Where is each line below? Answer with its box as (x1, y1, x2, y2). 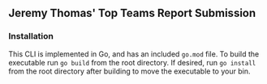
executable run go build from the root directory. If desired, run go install (8, 57, 256, 67)
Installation (8, 31, 54, 42)
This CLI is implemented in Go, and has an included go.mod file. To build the (8, 48, 260, 59)
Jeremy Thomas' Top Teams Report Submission (8, 6, 256, 20)
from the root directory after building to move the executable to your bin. (8, 66, 251, 76)
